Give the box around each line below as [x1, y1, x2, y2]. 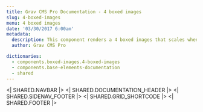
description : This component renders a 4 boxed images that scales [11, 37, 185, 43]
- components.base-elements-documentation [11, 64, 120, 70]
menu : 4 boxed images [6, 20, 61, 26]
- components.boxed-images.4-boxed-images [11, 58, 120, 65]
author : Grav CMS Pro [11, 43, 66, 49]
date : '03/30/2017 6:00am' [6, 25, 74, 32]
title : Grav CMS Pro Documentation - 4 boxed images [6, 8, 142, 15]
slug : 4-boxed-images [6, 14, 61, 20]
